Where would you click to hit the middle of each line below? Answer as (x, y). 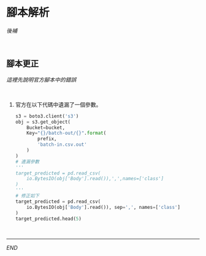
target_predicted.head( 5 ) (48, 219)
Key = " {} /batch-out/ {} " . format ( (67, 133)
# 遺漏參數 (27, 162)
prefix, (47, 139)
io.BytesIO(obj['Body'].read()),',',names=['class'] (95, 179)
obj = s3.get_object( (43, 122)
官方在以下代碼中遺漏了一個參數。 (58, 104)
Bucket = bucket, (46, 127)
